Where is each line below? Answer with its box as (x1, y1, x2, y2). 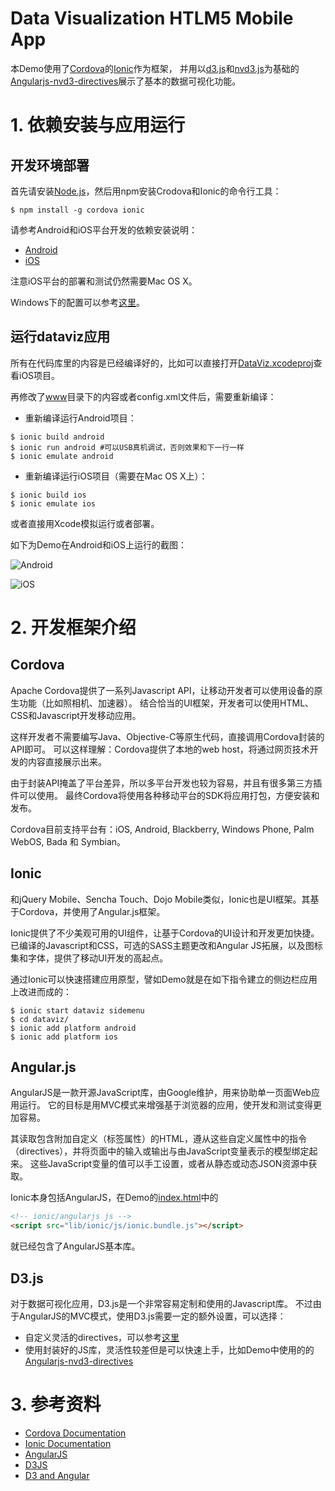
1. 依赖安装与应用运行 (10, 114, 186, 137)
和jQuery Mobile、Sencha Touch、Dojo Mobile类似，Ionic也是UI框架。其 (10, 893, 311, 905)
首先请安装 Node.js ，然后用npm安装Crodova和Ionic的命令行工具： (10, 185, 282, 197)
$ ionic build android (10, 432, 105, 442)
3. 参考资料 (10, 1393, 102, 1416)
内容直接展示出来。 (27, 755, 107, 767)
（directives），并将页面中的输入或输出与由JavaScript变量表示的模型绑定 (10, 1145, 310, 1157)
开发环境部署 (10, 157, 90, 174)
